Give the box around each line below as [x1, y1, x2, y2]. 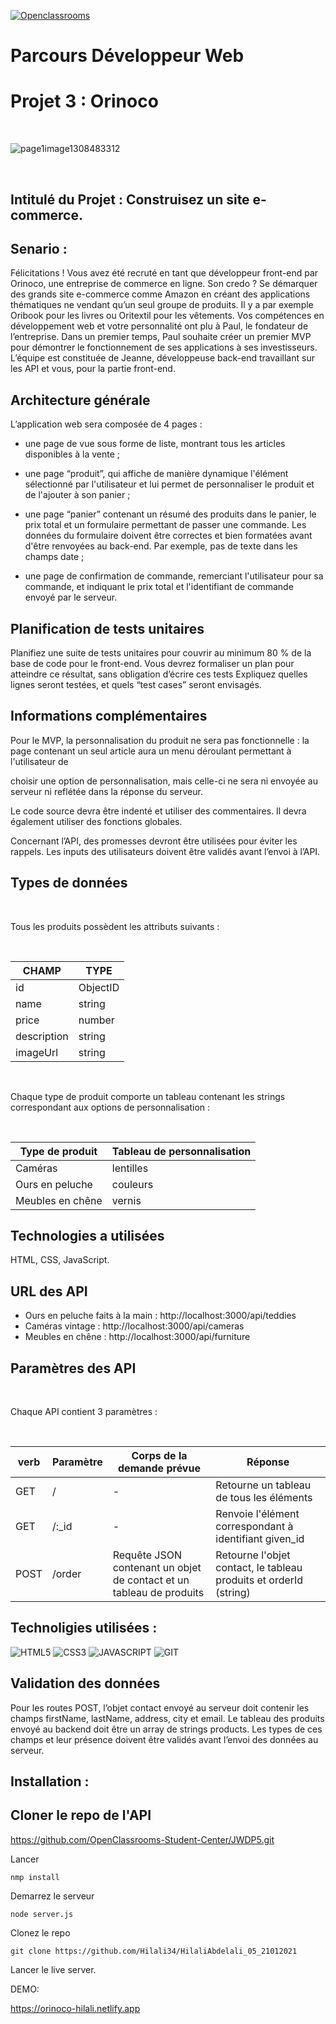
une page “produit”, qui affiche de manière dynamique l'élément [24, 468, 289, 480]
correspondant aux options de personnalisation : [10, 1101, 211, 1113]
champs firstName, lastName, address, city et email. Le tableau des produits [10, 1712, 325, 1724]
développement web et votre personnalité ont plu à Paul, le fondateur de [10, 320, 309, 332]
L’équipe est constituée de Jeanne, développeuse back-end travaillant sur [10, 352, 315, 364]
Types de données [10, 875, 128, 892]
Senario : [10, 240, 68, 257]
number [78, 1013, 115, 1027]
